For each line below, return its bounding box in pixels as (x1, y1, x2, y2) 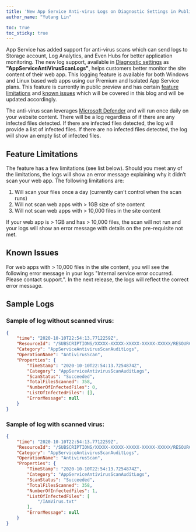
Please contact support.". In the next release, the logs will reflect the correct (6, 276, 189, 283)
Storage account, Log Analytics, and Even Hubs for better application (6, 52, 173, 59)
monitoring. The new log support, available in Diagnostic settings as (6, 59, 169, 66)
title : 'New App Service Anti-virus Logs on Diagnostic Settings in (6, 8, 176, 15)
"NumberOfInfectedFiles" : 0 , (27, 384, 98, 390)
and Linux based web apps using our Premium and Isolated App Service (6, 77, 180, 84)
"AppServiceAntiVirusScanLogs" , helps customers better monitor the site (6, 65, 187, 72)
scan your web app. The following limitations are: (6, 177, 124, 185)
